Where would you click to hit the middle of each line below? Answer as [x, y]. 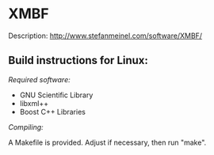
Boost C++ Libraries [52, 112]
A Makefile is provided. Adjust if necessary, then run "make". [107, 142]
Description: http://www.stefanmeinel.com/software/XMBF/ [105, 36]
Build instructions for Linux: [78, 60]
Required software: [40, 79]
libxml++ [34, 103]
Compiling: [26, 127]
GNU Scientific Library [56, 95]
